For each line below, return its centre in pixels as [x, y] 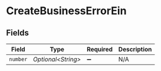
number [18, 59]
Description [135, 49]
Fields [18, 33]
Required [100, 49]
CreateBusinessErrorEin [66, 11]
